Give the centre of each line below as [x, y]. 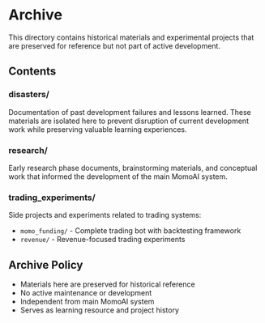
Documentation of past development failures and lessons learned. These [130, 112]
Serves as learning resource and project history [100, 310]
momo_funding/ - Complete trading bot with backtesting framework [130, 231]
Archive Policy [46, 265]
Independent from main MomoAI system [87, 302]
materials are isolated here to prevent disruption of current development [129, 121]
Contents [32, 72]
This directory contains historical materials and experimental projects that [131, 37]
